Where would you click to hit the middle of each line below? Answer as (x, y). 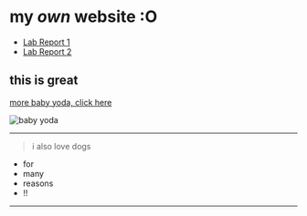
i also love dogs (61, 146)
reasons (38, 183)
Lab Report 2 (47, 51)
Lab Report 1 (46, 42)
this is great (44, 81)
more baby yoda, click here (61, 102)
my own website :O (84, 17)
